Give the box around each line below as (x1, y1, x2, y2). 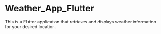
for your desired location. (5, 23, 56, 29)
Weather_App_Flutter (5, 3, 94, 14)
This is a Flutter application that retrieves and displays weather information (5, 19, 156, 24)
